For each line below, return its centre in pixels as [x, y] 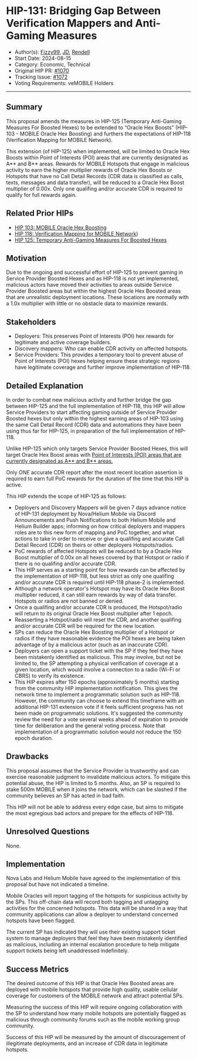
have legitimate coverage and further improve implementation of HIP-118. [103, 367]
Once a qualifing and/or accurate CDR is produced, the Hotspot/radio [98, 607]
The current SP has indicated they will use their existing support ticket [91, 932]
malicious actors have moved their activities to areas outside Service [89, 285]
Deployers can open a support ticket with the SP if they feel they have [99, 651]
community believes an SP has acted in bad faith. [66, 795]
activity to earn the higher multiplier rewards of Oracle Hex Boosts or [89, 170]
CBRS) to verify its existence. [50, 676]
